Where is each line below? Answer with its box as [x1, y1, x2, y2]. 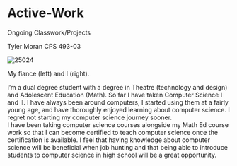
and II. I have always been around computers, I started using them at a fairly [7, 97, 229, 107]
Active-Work [7, 5, 84, 21]
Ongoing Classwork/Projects [7, 28, 91, 37]
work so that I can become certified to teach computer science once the [7, 128, 218, 136]
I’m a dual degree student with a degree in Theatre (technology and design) [7, 83, 228, 91]
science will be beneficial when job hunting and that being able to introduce [7, 143, 229, 151]
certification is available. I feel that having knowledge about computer [7, 136, 211, 144]
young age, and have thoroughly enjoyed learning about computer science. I [7, 105, 230, 114]
